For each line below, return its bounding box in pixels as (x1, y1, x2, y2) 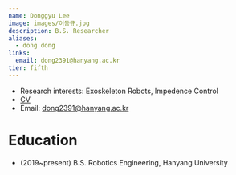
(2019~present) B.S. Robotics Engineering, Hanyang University (19, 157, 229, 167)
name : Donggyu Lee (8, 11, 70, 20)
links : (8, 49, 31, 57)
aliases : (8, 34, 38, 43)
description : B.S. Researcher (8, 26, 110, 35)
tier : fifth (8, 64, 48, 72)
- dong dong (15, 42, 56, 50)
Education (8, 131, 78, 149)
